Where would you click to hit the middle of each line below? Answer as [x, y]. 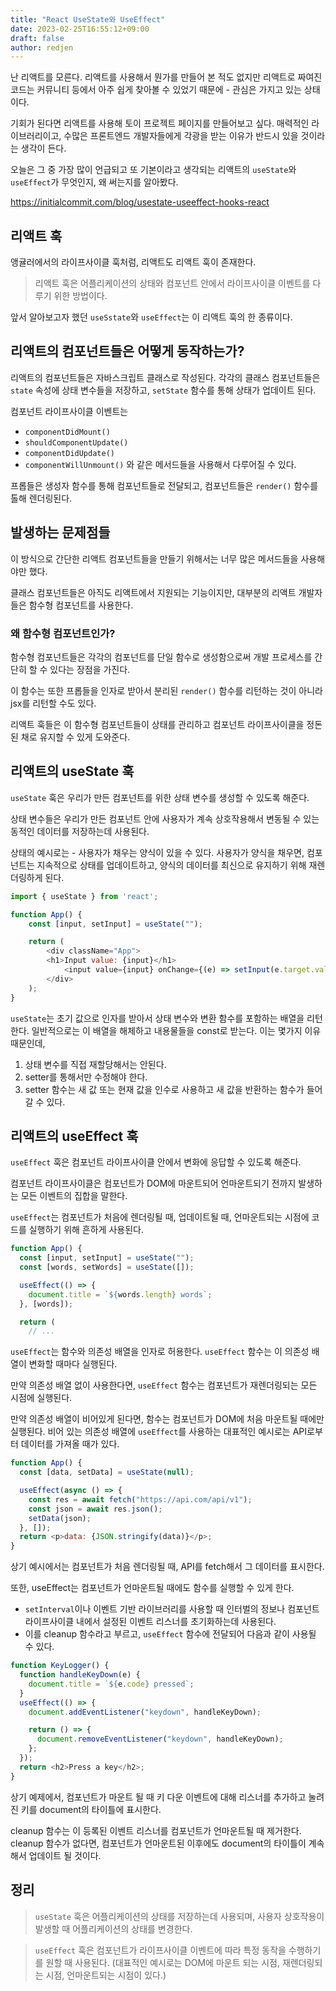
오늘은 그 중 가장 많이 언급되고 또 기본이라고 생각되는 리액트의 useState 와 [153, 170]
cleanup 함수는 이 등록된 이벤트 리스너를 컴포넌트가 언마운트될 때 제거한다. [156, 1830]
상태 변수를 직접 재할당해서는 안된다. [95, 1064]
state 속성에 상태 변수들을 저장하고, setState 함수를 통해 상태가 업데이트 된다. [163, 390]
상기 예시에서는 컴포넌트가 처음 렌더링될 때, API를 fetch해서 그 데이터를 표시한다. [167, 1567]
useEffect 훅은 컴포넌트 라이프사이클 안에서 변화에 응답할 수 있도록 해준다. [156, 1162]
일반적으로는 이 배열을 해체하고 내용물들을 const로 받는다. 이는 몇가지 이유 [176, 1030]
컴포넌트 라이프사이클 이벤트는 [69, 411]
